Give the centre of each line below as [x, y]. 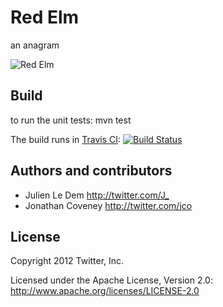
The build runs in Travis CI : [66, 139]
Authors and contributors [91, 171]
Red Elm [45, 17]
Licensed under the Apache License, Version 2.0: [111, 280]
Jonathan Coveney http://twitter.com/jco [108, 205]
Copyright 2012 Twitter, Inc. [67, 261]
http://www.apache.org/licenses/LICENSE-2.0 [105, 291]
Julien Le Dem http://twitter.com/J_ [97, 195]
